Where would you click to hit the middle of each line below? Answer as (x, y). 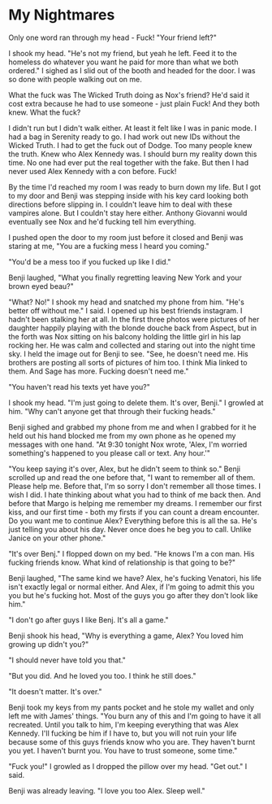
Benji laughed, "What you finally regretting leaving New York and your (125, 277)
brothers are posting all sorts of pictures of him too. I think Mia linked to (128, 362)
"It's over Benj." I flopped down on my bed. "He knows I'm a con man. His (132, 553)
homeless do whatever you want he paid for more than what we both (123, 62)
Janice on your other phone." (57, 538)
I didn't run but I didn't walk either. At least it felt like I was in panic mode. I (133, 128)
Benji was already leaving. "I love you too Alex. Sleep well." (107, 790)
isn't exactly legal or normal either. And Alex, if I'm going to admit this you (132, 587)
